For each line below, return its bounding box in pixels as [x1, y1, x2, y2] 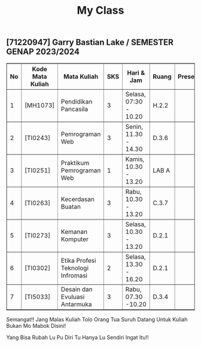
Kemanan [60, 227, 88, 236]
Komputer [60, 235, 89, 243]
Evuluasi [60, 293, 85, 301]
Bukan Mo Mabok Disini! [6, 322, 66, 329]
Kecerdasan [60, 195, 95, 203]
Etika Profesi [60, 256, 96, 264]
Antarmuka [60, 300, 92, 308]
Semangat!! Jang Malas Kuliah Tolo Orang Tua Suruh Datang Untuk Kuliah [6, 315, 188, 323]
